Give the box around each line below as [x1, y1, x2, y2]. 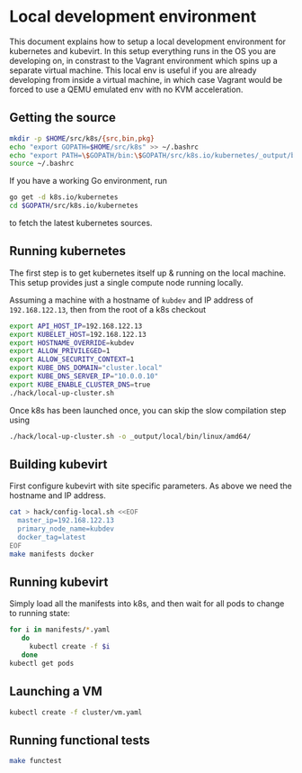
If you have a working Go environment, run [9, 176, 168, 186]
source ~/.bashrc [9, 159, 75, 168]
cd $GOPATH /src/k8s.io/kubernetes [9, 201, 139, 211]
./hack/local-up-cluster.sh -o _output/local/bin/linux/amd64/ [9, 432, 252, 441]
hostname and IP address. [9, 490, 106, 501]
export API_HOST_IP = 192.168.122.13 [9, 322, 143, 331]
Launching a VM [9, 684, 103, 699]
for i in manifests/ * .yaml [9, 625, 111, 634]
